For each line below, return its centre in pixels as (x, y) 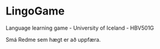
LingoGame (35, 11)
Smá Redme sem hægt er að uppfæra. (53, 39)
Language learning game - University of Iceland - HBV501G (80, 28)
